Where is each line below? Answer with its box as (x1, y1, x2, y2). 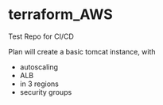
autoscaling (19, 62, 58, 72)
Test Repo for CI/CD (8, 32, 74, 41)
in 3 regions (19, 79, 60, 88)
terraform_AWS (8, 6, 113, 24)
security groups (19, 87, 72, 96)
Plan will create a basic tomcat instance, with (8, 47, 157, 56)
